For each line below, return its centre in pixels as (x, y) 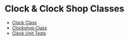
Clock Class (24, 22)
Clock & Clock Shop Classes (64, 9)
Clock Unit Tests (29, 33)
